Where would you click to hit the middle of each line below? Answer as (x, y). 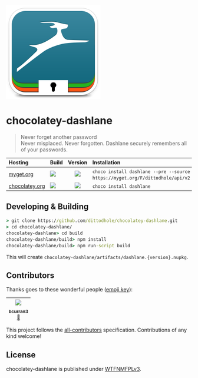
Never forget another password (59, 137)
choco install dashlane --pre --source (141, 172)
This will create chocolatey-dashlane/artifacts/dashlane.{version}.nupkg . (97, 257)
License (21, 355)
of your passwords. (44, 150)
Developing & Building (47, 206)
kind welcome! (24, 336)
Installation (106, 163)
